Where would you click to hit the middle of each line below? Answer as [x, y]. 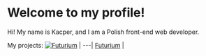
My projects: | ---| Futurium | [66, 45]
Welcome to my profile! [76, 13]
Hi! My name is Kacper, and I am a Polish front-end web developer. [103, 32]
